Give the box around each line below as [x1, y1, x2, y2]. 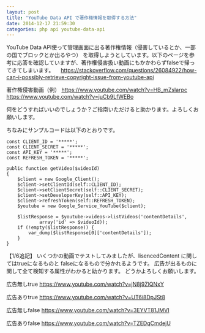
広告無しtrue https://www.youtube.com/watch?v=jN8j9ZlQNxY [6, 280, 164, 288]
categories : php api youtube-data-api [6, 26, 105, 33]
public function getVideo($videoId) [6, 166, 100, 172]
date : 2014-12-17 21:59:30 [6, 20, 75, 26]
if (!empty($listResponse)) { [17, 224, 95, 231]
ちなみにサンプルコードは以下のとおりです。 [6, 126, 118, 134]
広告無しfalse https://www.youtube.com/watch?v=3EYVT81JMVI [6, 307, 170, 314]
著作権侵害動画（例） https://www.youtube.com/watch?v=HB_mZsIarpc [6, 86, 188, 94]
